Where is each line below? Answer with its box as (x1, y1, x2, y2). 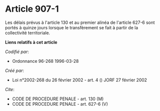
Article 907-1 (5, 3, 60, 15)
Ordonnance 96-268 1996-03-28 (12, 58, 79, 64)
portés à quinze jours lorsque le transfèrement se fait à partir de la (5, 24, 138, 30)
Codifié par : (5, 49, 29, 55)
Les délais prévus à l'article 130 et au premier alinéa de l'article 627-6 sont (5, 19, 155, 25)
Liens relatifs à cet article (5, 39, 58, 45)
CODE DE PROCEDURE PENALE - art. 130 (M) (12, 96, 104, 102)
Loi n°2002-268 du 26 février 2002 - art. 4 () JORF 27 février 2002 (12, 77, 147, 83)
